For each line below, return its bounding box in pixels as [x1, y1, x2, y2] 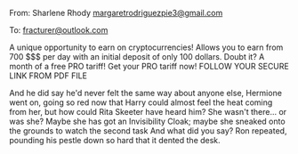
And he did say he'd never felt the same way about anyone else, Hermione [9, 88, 283, 98]
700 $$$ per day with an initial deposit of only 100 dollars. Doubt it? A [9, 52, 265, 61]
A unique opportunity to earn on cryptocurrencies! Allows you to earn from [9, 42, 284, 53]
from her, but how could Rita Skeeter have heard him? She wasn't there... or [9, 107, 287, 117]
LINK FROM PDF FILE [9, 70, 87, 81]
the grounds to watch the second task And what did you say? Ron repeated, [9, 126, 287, 136]
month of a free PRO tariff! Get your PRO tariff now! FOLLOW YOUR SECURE [9, 61, 289, 71]
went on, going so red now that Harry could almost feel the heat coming [9, 97, 273, 108]
